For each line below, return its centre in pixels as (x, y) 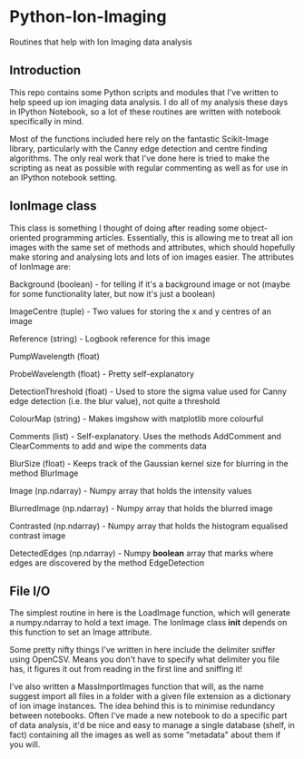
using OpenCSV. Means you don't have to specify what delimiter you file (144, 659)
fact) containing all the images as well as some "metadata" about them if (145, 735)
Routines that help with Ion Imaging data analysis (101, 42)
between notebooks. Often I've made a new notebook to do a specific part (148, 715)
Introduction (45, 70)
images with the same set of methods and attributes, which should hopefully (152, 247)
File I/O (30, 591)
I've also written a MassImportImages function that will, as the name (137, 686)
